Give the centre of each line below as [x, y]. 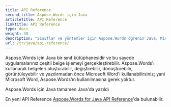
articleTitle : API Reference [36, 19]
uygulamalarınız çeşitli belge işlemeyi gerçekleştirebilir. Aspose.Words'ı [80, 63]
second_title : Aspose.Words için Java [46, 15]
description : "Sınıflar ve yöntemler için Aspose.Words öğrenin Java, [82, 39]
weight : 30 [17, 34]
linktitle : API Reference [33, 24]
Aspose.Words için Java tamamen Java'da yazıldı [57, 89]
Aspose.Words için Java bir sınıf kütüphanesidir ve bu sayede [70, 58]
